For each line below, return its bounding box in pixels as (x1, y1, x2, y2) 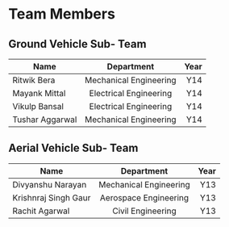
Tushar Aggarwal (12, 114, 77, 125)
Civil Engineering (112, 205, 177, 216)
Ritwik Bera (12, 74, 56, 86)
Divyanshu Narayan (12, 179, 87, 190)
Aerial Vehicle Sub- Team (8, 141, 139, 155)
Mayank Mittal (12, 88, 66, 99)
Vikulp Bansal (12, 101, 65, 111)
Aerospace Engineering (99, 191, 189, 203)
